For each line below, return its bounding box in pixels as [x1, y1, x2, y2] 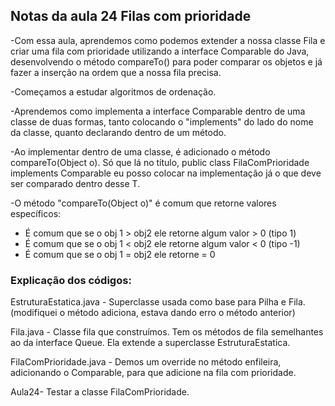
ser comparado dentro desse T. [10, 177, 141, 189]
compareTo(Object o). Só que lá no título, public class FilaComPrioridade [10, 156, 310, 168]
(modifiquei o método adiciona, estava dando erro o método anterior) [10, 307, 296, 319]
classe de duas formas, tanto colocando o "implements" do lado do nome [10, 115, 314, 128]
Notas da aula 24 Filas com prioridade [10, 8, 252, 25]
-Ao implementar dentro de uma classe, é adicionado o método [10, 145, 271, 158]
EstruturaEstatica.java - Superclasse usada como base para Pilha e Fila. [10, 296, 306, 308]
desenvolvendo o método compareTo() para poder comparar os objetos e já [10, 55, 323, 68]
